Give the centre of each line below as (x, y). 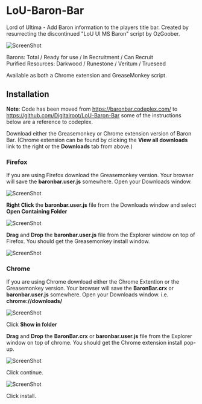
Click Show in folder (32, 325)
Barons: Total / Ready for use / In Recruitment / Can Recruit (80, 57)
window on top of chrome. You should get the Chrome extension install (94, 343)
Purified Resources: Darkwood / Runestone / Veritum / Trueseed (86, 64)
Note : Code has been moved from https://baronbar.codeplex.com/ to (92, 109)
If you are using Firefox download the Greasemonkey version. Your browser (100, 175)
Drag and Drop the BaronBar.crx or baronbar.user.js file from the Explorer (99, 336)
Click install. (21, 396)
